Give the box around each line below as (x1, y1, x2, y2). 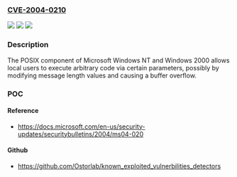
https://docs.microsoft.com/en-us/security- (17, 122, 145, 131)
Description (7, 40, 49, 50)
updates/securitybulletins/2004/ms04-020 (17, 129, 144, 138)
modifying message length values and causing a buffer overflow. (7, 71, 197, 80)
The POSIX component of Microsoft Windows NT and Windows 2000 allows (7, 55, 230, 65)
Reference (7, 107, 39, 115)
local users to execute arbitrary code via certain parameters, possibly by (7, 63, 220, 72)
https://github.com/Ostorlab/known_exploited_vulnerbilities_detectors (17, 161, 221, 170)
